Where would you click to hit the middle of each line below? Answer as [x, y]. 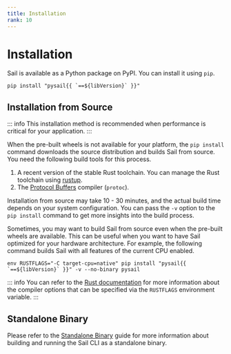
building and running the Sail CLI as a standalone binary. [87, 343]
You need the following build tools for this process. [79, 159]
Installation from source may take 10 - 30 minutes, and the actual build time [114, 201]
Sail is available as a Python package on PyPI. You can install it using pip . [111, 73]
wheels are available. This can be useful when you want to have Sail [104, 236]
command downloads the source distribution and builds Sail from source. [111, 152]
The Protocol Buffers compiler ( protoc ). [73, 187]
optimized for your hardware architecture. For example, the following [104, 243]
